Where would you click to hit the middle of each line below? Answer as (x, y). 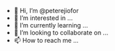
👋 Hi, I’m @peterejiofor (46, 11)
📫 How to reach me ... (46, 40)
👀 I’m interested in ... (43, 18)
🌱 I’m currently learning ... (51, 25)
